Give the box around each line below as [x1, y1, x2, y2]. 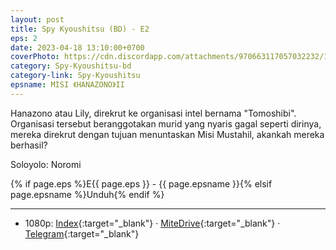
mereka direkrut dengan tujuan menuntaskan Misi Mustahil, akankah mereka [10, 128, 325, 140]
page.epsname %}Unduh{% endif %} [10, 188, 165, 200]
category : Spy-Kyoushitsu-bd [10, 61, 132, 71]
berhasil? [10, 139, 48, 151]
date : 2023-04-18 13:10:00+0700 [10, 42, 145, 53]
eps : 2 [10, 33, 38, 43]
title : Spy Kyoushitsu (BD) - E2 [10, 24, 150, 34]
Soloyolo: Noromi [10, 158, 82, 170]
